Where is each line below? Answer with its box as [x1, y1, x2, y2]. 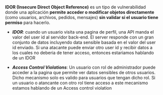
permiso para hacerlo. [5, 19, 50, 25]
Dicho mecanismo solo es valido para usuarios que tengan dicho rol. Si [12, 75, 156, 80]
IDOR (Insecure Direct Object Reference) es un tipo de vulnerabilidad [5, 4, 146, 10]
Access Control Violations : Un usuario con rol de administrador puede [12, 64, 156, 70]
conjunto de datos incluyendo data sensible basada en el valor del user [12, 39, 156, 45]
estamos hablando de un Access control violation [12, 85, 112, 91]
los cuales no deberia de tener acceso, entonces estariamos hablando [12, 50, 154, 56]
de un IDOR [12, 55, 36, 60]
